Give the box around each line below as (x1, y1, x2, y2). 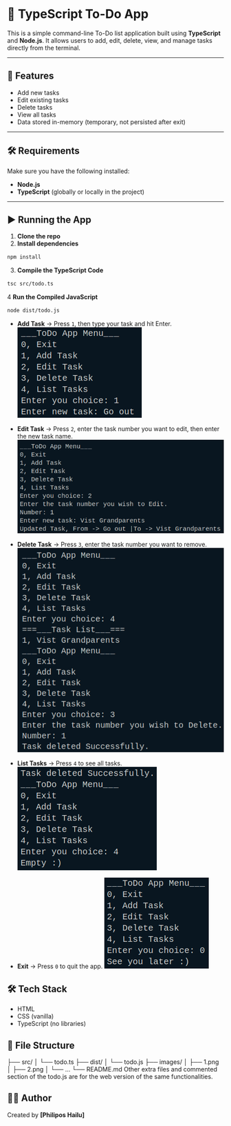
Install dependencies (16, 239, 79, 248)
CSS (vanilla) (16, 1012, 54, 1021)
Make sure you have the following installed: (7, 167, 130, 175)
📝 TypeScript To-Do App (7, 6, 149, 22)
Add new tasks (16, 88, 60, 97)
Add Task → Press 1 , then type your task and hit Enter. (16, 320, 172, 328)
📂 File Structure (7, 1039, 75, 1051)
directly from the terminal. (7, 43, 81, 52)
